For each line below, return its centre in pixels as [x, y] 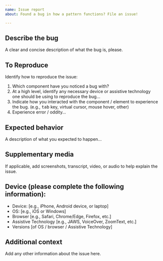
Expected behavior [34, 127]
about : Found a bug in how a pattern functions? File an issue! [72, 14]
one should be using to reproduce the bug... [56, 97]
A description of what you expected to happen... [54, 139]
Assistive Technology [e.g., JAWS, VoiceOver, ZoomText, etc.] [74, 222]
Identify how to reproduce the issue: [41, 77]
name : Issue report [25, 9]
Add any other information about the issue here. [53, 254]
